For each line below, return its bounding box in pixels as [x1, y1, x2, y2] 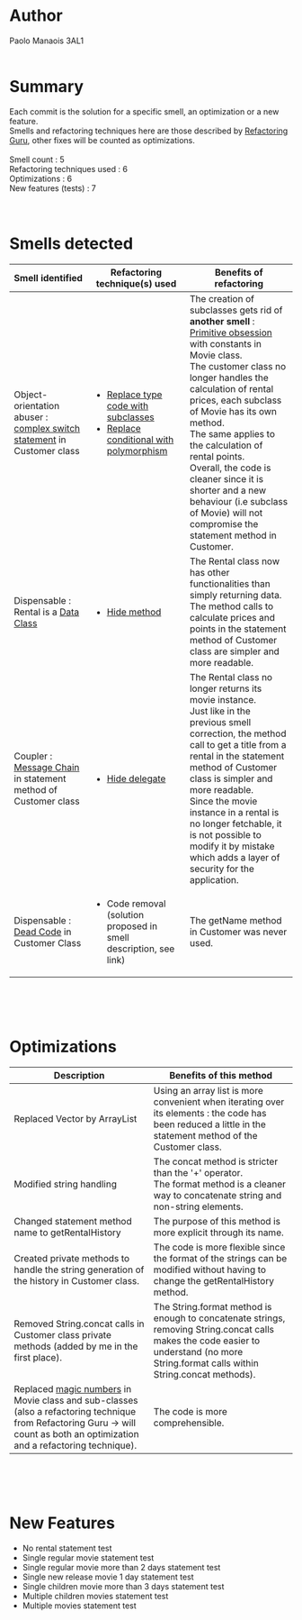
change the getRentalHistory [153, 1274, 274, 1287]
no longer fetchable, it [189, 817, 282, 830]
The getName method [189, 914, 282, 926]
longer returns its [189, 682, 262, 695]
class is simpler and [189, 772, 273, 785]
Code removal [106, 897, 166, 910]
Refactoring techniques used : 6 [9, 163, 129, 174]
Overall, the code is [189, 461, 271, 474]
